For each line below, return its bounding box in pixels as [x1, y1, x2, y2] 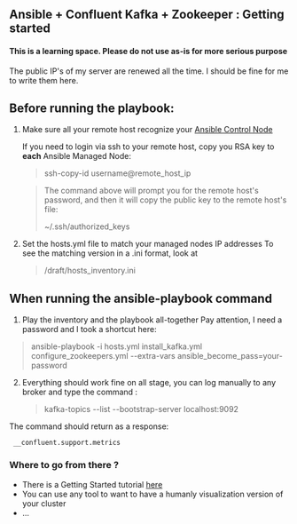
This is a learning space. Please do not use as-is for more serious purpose [9, 45, 288, 56]
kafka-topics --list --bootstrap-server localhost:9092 [43, 404, 239, 415]
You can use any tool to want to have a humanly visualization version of [21, 488, 284, 499]
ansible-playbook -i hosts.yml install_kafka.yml [30, 341, 202, 352]
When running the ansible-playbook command [9, 290, 273, 306]
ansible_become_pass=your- [176, 351, 284, 361]
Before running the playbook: [9, 100, 175, 115]
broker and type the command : [21, 386, 138, 398]
